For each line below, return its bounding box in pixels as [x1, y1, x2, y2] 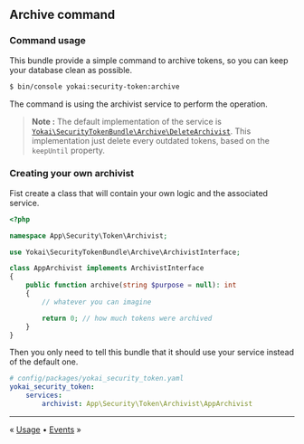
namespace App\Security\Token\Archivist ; [9, 231, 168, 241]
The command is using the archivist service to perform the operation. [9, 99, 269, 109]
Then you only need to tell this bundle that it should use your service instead [9, 347, 295, 358]
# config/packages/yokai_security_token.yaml [9, 374, 184, 383]
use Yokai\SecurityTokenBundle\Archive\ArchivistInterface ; [9, 248, 242, 257]
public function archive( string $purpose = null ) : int [25, 280, 237, 290]
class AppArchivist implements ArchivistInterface [9, 264, 204, 273]
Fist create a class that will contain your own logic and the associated [9, 187, 269, 198]
